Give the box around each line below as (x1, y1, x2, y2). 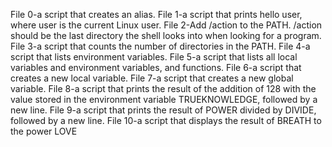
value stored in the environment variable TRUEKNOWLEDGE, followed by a (10, 94, 318, 105)
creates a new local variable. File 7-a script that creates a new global (10, 72, 294, 84)
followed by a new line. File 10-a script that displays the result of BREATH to (10, 115, 322, 126)
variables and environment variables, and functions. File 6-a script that (10, 62, 302, 73)
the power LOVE (10, 125, 78, 137)
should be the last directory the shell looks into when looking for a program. (10, 30, 322, 41)
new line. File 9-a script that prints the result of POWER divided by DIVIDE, (10, 104, 317, 116)
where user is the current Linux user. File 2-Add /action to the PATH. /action (10, 19, 323, 31)
